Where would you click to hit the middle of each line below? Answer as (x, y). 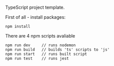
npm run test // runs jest (37, 58)
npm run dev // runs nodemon (41, 45)
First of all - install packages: (35, 17)
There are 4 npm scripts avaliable (40, 36)
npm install (18, 26)
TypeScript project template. (35, 7)
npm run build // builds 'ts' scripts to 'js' (58, 50)
